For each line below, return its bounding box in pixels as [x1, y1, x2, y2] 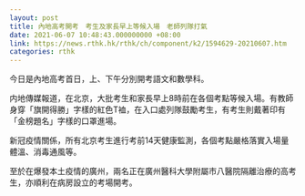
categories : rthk [9, 47, 76, 57]
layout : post [9, 13, 59, 23]
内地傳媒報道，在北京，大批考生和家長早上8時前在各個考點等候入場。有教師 [9, 93, 294, 104]
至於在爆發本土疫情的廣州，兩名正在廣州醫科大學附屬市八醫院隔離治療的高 [9, 166, 289, 177]
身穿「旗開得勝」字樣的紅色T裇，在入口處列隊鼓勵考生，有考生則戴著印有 [9, 104, 287, 115]
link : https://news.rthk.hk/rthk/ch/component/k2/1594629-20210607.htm [9, 38, 287, 48]
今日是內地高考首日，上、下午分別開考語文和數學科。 [9, 74, 209, 85]
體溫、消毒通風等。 [9, 147, 82, 158]
